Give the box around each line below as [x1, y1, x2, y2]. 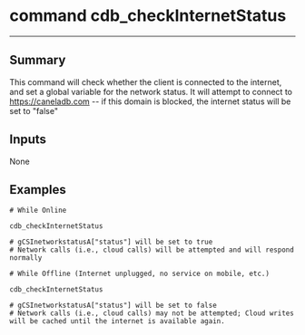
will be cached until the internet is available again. [9, 317, 225, 326]
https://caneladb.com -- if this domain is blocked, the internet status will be [9, 96, 291, 107]
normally [9, 254, 43, 263]
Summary [9, 53, 66, 68]
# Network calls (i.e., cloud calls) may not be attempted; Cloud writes [9, 309, 295, 318]
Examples [9, 182, 66, 197]
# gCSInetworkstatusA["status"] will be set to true [9, 237, 213, 247]
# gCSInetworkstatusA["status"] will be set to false [9, 301, 218, 311]
